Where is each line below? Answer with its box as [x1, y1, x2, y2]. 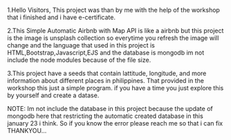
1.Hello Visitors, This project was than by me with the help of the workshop [7, 6, 220, 14]
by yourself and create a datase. [7, 91, 100, 99]
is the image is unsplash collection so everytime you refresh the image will [7, 34, 219, 42]
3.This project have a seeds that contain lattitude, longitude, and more [7, 69, 207, 77]
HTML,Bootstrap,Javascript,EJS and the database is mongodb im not [7, 48, 205, 57]
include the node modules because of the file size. [7, 56, 151, 64]
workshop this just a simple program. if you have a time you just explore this [7, 84, 224, 92]
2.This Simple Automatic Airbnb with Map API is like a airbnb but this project [7, 27, 224, 34]
